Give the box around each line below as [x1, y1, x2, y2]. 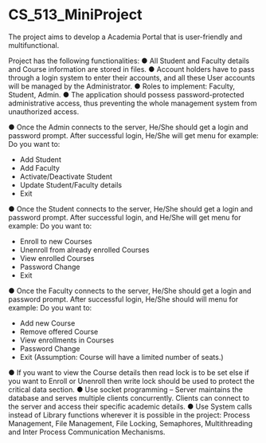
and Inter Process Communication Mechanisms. [8, 427, 166, 437]
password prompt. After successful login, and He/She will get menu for [8, 212, 241, 222]
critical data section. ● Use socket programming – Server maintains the [8, 385, 243, 394]
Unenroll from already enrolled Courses [19, 245, 150, 255]
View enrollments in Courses [19, 335, 114, 345]
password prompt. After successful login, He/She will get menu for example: [8, 130, 259, 140]
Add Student [19, 154, 61, 164]
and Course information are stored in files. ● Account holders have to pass [8, 64, 255, 73]
